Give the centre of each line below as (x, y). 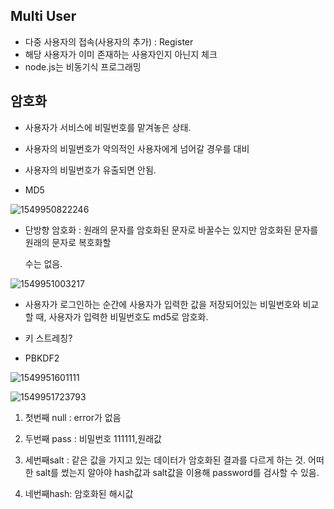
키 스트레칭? (48, 338)
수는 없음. (43, 263)
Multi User (43, 16)
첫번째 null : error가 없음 (73, 417)
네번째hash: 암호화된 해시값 (79, 493)
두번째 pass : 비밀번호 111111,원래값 (93, 438)
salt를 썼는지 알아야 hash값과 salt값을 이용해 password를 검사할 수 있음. (177, 472)
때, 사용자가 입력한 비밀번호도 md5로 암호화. (122, 316)
